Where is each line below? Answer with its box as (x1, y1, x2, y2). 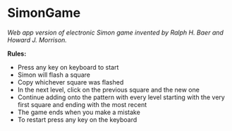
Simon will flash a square (17, 70, 90, 79)
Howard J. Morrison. (7, 35, 67, 44)
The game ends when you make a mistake (17, 108, 141, 116)
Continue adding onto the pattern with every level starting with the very (17, 93, 226, 101)
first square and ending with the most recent (17, 100, 147, 108)
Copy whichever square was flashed (17, 77, 124, 86)
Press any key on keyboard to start (17, 63, 119, 71)
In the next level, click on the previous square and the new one (17, 85, 200, 94)
